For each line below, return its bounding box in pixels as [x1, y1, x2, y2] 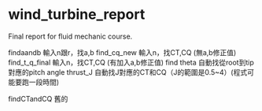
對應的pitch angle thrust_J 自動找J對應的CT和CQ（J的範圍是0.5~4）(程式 [8, 67, 248, 76]
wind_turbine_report [8, 6, 146, 24]
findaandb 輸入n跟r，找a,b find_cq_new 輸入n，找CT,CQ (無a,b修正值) [8, 47, 237, 57]
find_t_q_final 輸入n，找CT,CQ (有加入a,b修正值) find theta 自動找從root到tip [8, 57, 254, 67]
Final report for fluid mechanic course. [8, 31, 133, 41]
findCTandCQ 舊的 [8, 94, 68, 103]
